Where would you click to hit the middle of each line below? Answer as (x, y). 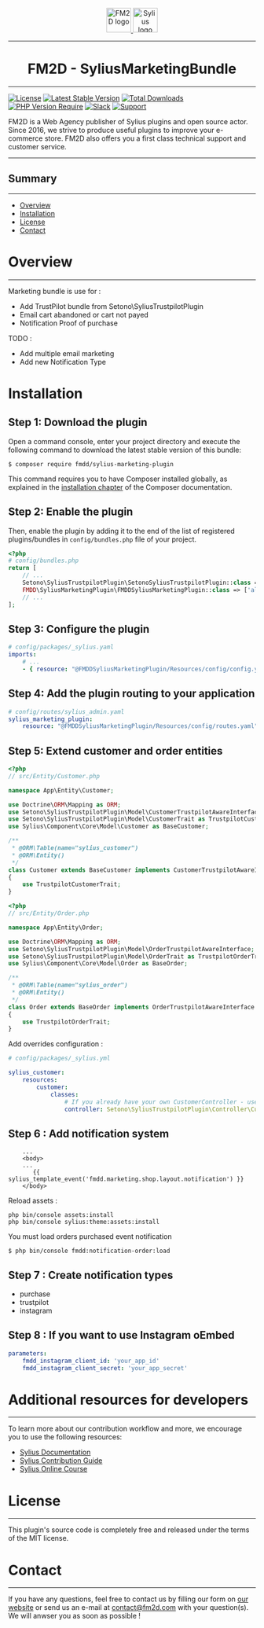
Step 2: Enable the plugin (71, 512)
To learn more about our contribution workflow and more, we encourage (125, 1429)
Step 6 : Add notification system (89, 1133)
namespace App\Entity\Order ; (56, 928)
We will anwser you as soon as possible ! (75, 1616)
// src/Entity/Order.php (49, 913)
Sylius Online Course (53, 1469)
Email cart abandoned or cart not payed (84, 314)
